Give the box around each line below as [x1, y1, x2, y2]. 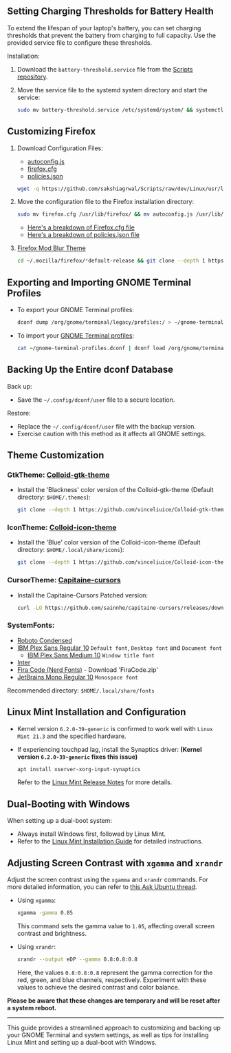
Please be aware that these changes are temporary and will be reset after [7, 996, 221, 1005]
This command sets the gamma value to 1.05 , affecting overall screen [16, 921, 215, 930]
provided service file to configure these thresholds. [7, 38, 153, 47]
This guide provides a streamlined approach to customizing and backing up [7, 1023, 221, 1032]
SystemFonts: [7, 620, 55, 630]
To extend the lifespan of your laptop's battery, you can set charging [7, 23, 201, 32]
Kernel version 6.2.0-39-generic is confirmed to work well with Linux [16, 724, 213, 733]
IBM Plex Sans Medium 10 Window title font [27, 651, 155, 659]
